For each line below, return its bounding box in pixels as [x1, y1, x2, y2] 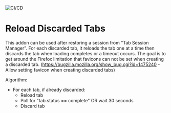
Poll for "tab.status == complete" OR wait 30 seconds [20, 97, 134, 103]
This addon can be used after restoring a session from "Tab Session [5, 39, 149, 46]
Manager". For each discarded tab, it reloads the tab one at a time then [5, 45, 155, 51]
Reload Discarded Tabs [5, 23, 106, 34]
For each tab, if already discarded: [12, 86, 85, 93]
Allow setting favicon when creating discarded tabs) [5, 66, 115, 73]
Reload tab [20, 92, 44, 98]
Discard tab [20, 103, 45, 109]
